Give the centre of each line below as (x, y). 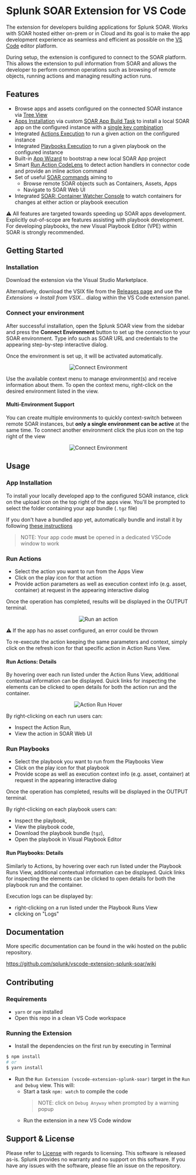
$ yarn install (25, 1068)
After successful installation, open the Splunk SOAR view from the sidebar (95, 326)
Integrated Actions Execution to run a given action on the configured (97, 133)
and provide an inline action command (61, 171)
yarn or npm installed (39, 1012)
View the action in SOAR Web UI (53, 734)
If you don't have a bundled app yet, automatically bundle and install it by (94, 519)
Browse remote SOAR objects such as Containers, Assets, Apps (100, 183)
